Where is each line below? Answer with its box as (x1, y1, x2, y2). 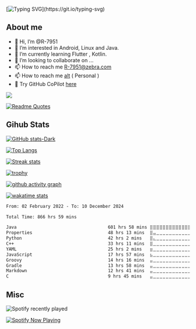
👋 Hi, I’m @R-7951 (14, 38, 58, 45)
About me (6, 22, 43, 32)
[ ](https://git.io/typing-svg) (6, 6, 105, 12)
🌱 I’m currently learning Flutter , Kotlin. (14, 50, 107, 57)
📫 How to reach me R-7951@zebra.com (14, 63, 112, 70)
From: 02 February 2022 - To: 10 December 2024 (6, 203, 124, 209)
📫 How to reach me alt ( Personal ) (14, 72, 99, 79)
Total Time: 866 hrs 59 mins (6, 214, 77, 220)
